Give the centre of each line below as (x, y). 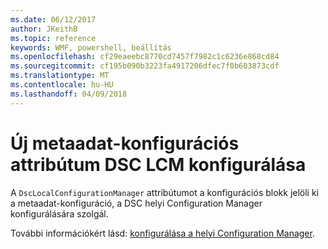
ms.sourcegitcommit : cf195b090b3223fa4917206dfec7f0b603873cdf (145, 66)
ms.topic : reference (53, 38)
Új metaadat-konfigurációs (125, 143)
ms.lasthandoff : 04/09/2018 (69, 94)
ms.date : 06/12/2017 (53, 19)
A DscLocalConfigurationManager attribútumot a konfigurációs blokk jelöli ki (165, 192)
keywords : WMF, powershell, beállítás (91, 47)
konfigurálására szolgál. (59, 213)
